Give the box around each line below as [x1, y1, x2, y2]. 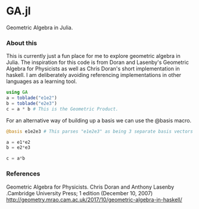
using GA [6, 90, 28, 96]
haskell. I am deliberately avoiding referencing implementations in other [6, 72, 182, 79]
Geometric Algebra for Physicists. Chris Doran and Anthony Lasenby [6, 183, 175, 190]
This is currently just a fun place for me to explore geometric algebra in [6, 53, 181, 60]
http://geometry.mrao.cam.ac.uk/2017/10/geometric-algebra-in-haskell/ [6, 196, 183, 203]
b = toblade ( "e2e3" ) [6, 100, 58, 106]
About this [6, 39, 38, 47]
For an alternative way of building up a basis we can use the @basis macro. [6, 116, 192, 124]
